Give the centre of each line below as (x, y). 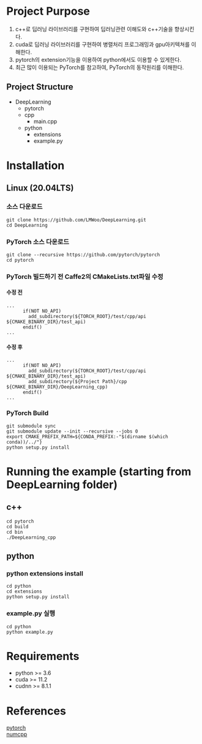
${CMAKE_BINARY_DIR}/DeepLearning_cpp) (57, 387)
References (36, 711)
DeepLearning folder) (62, 484)
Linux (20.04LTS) (40, 188)
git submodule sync (31, 426)
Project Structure (40, 87)
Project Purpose (48, 11)
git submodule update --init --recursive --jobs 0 (72, 431)
